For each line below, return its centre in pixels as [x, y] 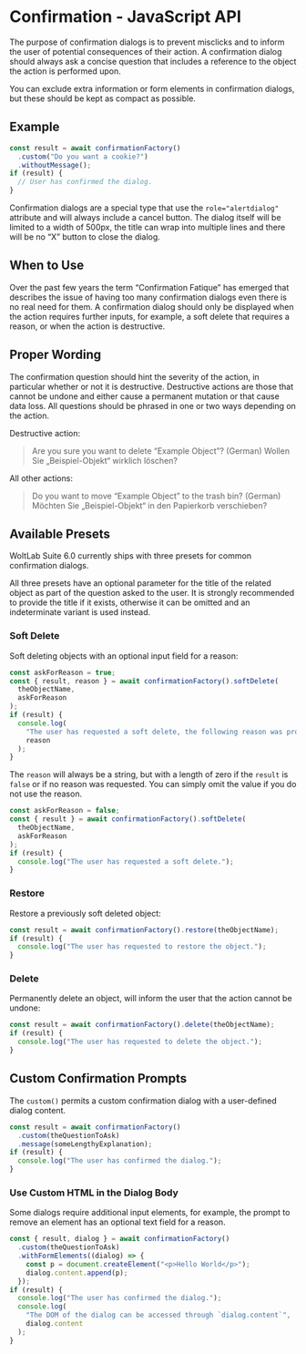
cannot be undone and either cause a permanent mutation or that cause [144, 396]
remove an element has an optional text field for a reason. [117, 1222]
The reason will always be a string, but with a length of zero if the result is [149, 774]
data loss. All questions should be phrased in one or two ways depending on [153, 405]
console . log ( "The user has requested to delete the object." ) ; [140, 1042]
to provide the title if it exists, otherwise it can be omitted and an [130, 602]
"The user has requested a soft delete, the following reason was [154, 732]
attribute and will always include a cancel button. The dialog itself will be [145, 217]
